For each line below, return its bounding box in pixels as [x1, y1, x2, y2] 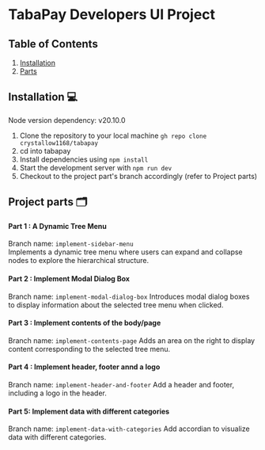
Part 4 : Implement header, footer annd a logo [8, 362, 161, 372]
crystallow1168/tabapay [19, 139, 99, 147]
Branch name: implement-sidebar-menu [8, 239, 134, 249]
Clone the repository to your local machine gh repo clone [19, 131, 207, 140]
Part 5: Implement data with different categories [8, 406, 170, 416]
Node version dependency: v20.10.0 [8, 115, 126, 124]
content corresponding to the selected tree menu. [8, 344, 171, 353]
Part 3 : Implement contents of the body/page [8, 318, 161, 328]
